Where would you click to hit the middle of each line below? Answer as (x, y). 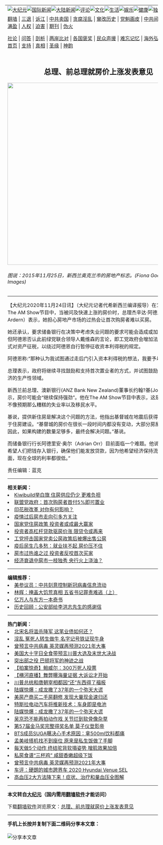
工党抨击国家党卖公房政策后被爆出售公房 (60, 539)
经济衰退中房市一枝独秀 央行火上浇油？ (59, 560)
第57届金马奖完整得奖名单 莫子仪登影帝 (59, 727)
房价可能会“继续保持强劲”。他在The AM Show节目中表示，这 (86, 398)
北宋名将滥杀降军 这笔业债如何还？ (54, 632)
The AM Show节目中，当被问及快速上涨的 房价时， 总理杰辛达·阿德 (82, 313)
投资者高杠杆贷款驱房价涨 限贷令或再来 (59, 531)
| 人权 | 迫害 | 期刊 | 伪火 (46, 26)
